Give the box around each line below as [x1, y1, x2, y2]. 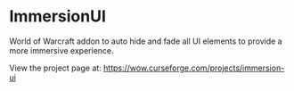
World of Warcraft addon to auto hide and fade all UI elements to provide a [9, 36, 282, 46]
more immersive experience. [9, 45, 114, 55]
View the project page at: [9, 62, 102, 73]
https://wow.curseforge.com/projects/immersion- [103, 62, 285, 73]
